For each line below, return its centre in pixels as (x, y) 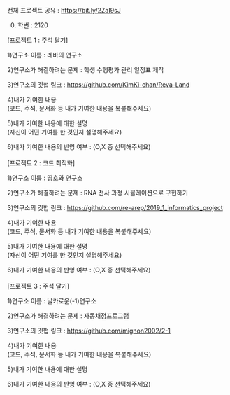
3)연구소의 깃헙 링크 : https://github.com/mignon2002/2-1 (89, 331)
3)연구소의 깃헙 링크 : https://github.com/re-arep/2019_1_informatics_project (115, 208)
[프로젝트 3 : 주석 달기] (38, 286)
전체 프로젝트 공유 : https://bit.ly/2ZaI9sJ (64, 10)
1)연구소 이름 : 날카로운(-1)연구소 (52, 301)
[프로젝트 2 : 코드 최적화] (41, 163)
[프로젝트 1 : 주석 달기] (38, 40)
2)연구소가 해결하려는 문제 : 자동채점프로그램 (68, 316)
